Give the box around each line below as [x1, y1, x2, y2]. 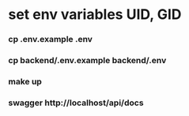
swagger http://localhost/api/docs [8, 97, 144, 108]
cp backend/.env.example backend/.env [8, 55, 167, 66]
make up [8, 76, 42, 87]
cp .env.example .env [8, 34, 93, 45]
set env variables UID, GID [8, 6, 182, 24]
